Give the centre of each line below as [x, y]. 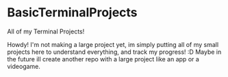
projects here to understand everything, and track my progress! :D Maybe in [114, 52]
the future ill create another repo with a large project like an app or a [103, 59]
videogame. [24, 66]
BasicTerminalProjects [73, 13]
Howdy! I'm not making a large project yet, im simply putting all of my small [113, 44]
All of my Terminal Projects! [46, 31]
